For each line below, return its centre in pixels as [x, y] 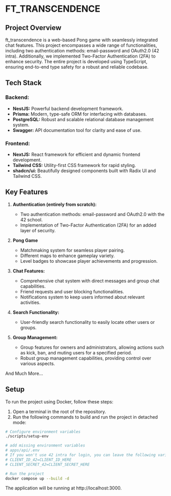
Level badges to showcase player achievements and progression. [89, 261]
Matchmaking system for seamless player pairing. [72, 250]
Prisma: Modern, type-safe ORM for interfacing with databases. [80, 114]
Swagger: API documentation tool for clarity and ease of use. [77, 130]
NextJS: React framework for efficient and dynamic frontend [76, 154]
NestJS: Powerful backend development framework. [68, 108]
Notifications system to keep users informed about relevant [82, 297]
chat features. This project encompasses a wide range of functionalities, [81, 45]
